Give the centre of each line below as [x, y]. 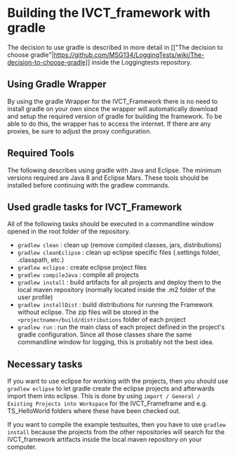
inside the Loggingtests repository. [142, 62]
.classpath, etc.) [41, 260]
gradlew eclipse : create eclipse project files [82, 268]
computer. [22, 447]
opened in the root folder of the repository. [69, 231]
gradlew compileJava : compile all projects [78, 275]
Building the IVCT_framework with [109, 13]
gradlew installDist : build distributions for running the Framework [115, 305]
